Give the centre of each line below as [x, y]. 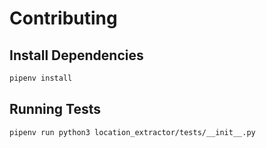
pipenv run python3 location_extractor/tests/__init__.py [132, 132]
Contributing [63, 18]
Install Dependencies [76, 55]
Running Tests [55, 109]
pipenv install [41, 78]
